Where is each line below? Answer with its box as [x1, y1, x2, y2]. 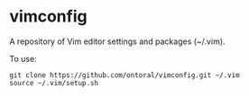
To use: [9, 53, 38, 64]
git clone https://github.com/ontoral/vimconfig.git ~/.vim [9, 70, 241, 80]
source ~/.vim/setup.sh [9, 78, 99, 87]
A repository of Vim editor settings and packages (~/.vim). [9, 36, 226, 47]
